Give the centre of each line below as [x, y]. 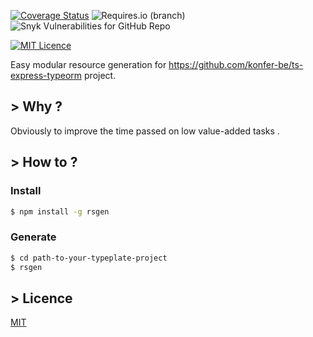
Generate [33, 237]
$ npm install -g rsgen [60, 211]
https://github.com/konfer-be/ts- [236, 64]
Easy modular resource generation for [88, 64]
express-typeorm [46, 75]
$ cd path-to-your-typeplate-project [89, 258]
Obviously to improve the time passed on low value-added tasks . [145, 131]
